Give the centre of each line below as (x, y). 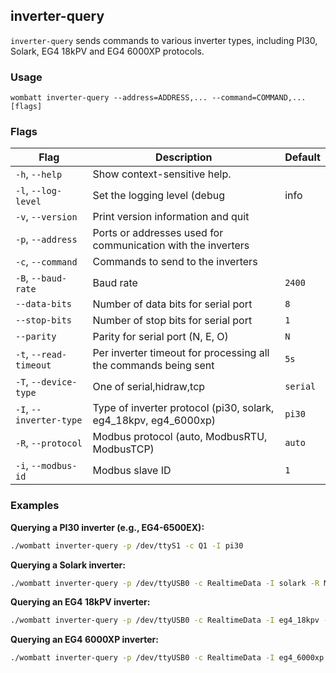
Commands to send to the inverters (175, 262)
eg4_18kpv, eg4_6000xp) (154, 421)
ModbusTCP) (123, 449)
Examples (35, 506)
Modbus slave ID (132, 471)
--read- (49, 355)
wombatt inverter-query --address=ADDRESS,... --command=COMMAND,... (158, 98)
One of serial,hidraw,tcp (149, 387)
